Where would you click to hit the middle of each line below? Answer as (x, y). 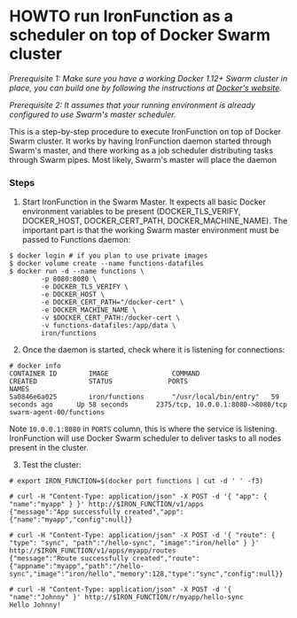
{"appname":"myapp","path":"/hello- (77, 567)
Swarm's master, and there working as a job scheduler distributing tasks (141, 150)
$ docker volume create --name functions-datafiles (106, 264)
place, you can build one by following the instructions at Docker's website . (145, 88)
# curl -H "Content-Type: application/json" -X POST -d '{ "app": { (138, 497)
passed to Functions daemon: (76, 240)
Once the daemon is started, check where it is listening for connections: (153, 350)
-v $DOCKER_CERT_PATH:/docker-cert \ (110, 318)
